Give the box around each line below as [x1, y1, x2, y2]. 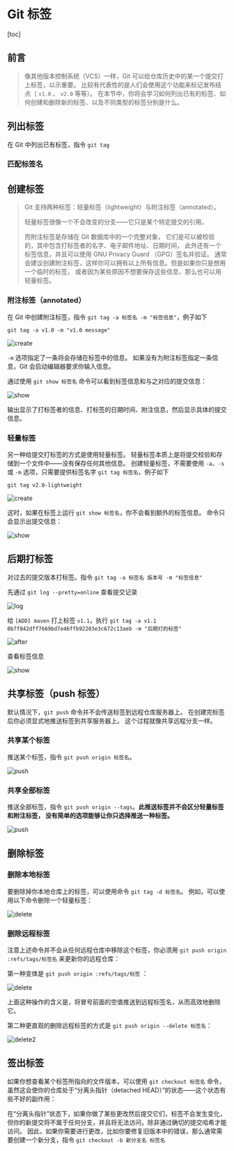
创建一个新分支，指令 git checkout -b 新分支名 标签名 [13, 1136, 166, 1144]
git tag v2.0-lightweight [7, 481, 82, 489]
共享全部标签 [7, 785, 51, 795]
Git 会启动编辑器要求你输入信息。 [19, 362, 115, 370]
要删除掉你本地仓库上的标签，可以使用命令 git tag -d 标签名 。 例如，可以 [7, 887, 219, 895]
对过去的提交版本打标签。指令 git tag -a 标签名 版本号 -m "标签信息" [7, 573, 203, 581]
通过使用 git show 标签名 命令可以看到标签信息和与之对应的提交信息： [7, 376, 207, 385]
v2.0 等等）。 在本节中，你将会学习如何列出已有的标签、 [60, 89, 220, 98]
